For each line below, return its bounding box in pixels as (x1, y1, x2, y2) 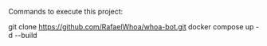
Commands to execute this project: (8, 7, 124, 16)
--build (14, 31, 37, 40)
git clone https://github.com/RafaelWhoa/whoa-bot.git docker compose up (8, 22, 254, 31)
